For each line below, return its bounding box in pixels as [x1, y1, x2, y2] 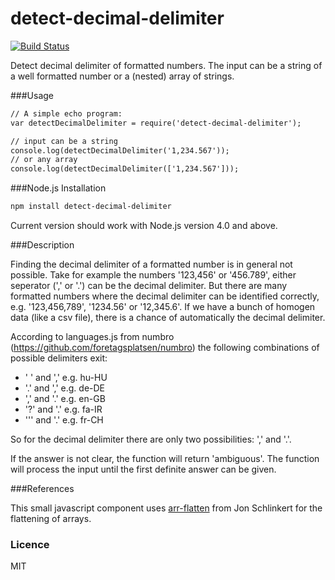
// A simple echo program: [10, 108, 123, 119]
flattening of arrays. [10, 513, 92, 525]
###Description [10, 239, 75, 251]
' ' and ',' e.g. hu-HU [24, 372, 108, 384]
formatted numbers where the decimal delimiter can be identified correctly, [10, 290, 320, 302]
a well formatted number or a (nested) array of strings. [10, 70, 235, 82]
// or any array [10, 155, 78, 165]
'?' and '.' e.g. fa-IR [24, 403, 103, 416]
